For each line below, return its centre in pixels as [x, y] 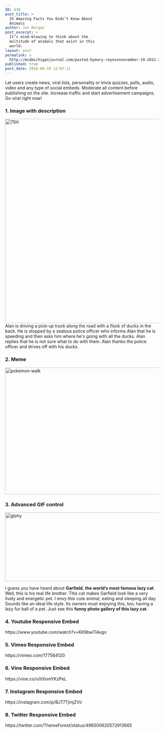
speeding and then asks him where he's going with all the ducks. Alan [75, 336]
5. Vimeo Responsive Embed [40, 645]
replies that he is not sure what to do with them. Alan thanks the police [76, 342]
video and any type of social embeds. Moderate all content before [72, 88]
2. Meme [16, 359]
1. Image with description [35, 111]
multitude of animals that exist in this [52, 42]
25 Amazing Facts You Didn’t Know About [51, 19]
